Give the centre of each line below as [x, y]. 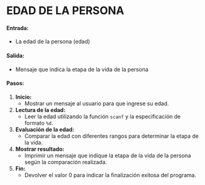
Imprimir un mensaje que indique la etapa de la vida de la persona [108, 155]
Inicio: [23, 97]
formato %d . [39, 123]
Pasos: [15, 83]
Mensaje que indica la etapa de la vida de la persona [82, 69]
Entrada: [17, 28]
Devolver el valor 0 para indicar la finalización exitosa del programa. [110, 175]
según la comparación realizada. [66, 162]
